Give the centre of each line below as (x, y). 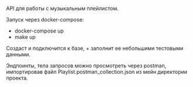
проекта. (17, 78)
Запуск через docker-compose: (45, 19)
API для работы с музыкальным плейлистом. (62, 8)
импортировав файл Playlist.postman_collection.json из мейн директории (97, 72)
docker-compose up (39, 31)
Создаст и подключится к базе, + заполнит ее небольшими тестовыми (95, 48)
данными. (18, 54)
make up (25, 37)
